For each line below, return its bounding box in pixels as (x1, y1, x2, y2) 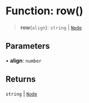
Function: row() (5, 4, 84, 18)
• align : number (5, 57, 42, 64)
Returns (5, 74, 36, 85)
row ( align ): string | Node (20, 24, 82, 31)
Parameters (5, 41, 50, 51)
